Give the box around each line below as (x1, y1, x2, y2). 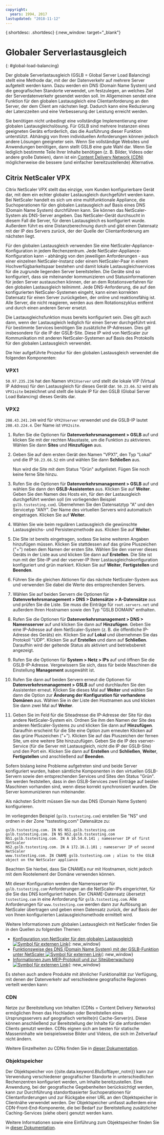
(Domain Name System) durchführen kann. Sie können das (5, 207, 124, 213)
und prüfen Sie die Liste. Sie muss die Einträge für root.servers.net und (12, 601, 159, 608)
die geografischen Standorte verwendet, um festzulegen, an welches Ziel (5, 88, 153, 94)
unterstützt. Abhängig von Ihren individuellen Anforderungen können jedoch (5, 134, 159, 140)
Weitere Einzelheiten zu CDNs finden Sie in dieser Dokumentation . (5, 1045, 139, 1052)
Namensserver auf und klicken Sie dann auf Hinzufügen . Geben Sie (12, 621, 151, 627)
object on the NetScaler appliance (5, 857, 78, 862)
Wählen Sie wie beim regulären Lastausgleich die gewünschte (12, 521, 138, 527)
